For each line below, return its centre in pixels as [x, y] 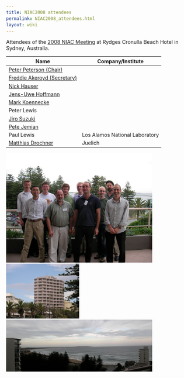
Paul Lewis [22, 135]
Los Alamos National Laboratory [120, 135]
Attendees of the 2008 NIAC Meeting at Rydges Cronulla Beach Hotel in [93, 42]
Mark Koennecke [29, 102]
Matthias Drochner [31, 143]
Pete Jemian [24, 126]
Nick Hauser [23, 86]
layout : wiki [22, 25]
